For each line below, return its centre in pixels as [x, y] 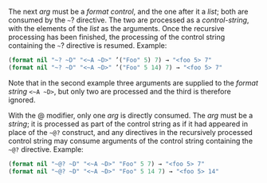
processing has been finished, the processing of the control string [117, 37]
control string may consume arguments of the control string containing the [131, 141]
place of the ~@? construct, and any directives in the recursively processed [130, 132]
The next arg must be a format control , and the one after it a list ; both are [128, 12]
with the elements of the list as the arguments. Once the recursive [116, 28]
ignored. [22, 100]
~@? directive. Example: [46, 149]
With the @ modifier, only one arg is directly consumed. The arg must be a [131, 115]
